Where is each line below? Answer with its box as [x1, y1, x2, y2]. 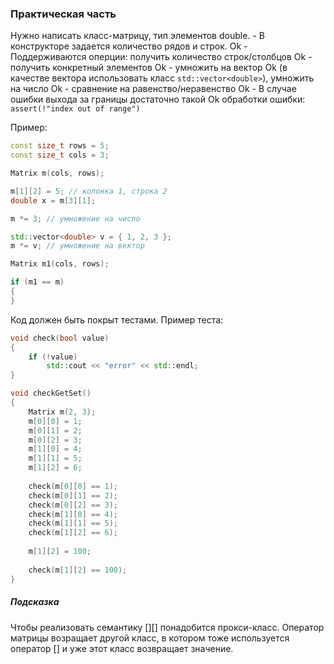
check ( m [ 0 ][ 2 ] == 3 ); [28, 500, 118, 510]
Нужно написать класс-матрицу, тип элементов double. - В [10, 30, 265, 42]
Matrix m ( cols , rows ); [10, 168, 105, 179]
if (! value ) [28, 352, 78, 362]
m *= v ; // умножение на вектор [10, 241, 145, 251]
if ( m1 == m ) [10, 277, 65, 287]
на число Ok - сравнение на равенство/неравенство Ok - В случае [10, 83, 297, 95]
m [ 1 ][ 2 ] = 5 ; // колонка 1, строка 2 [10, 186, 168, 196]
